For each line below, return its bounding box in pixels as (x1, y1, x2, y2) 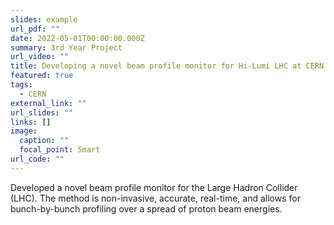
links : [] (10, 117, 52, 127)
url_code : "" (10, 154, 65, 164)
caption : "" (19, 136, 70, 146)
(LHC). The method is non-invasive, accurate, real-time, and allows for (10, 192, 301, 204)
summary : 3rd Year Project (10, 42, 123, 53)
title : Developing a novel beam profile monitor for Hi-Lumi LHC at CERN (10, 61, 325, 71)
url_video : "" (10, 52, 70, 62)
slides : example (10, 14, 78, 25)
